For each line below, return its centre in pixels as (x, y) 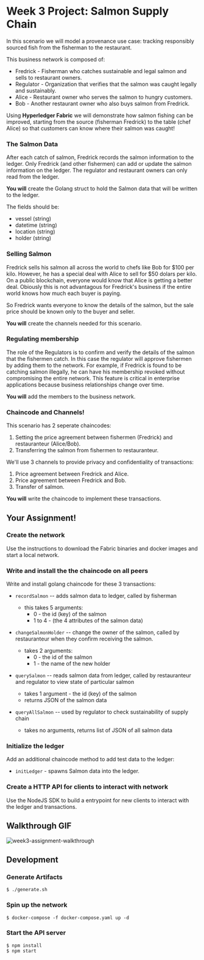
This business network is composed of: (56, 59)
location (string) (35, 232)
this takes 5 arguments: (54, 608)
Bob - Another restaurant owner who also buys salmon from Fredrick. (102, 103)
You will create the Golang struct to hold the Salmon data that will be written (102, 189)
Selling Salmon (29, 254)
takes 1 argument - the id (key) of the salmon (80, 694)
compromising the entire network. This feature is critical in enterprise (93, 378)
